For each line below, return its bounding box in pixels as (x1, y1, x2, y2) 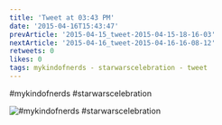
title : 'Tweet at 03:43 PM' (9, 13, 116, 22)
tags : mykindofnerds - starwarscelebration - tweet (9, 64, 208, 73)
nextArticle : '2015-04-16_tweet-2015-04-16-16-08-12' (9, 38, 217, 48)
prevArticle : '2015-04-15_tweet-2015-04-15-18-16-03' (9, 30, 217, 39)
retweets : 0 (9, 47, 54, 56)
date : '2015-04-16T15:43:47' (9, 22, 119, 31)
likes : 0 (9, 55, 42, 64)
